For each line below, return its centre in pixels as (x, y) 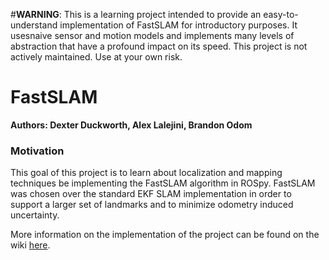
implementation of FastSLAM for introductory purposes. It (178, 25)
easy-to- (281, 14)
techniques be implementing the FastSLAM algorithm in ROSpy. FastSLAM (163, 183)
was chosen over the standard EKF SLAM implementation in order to (151, 194)
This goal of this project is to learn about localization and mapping (146, 173)
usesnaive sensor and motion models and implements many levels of (152, 35)
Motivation (37, 151)
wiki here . (30, 245)
